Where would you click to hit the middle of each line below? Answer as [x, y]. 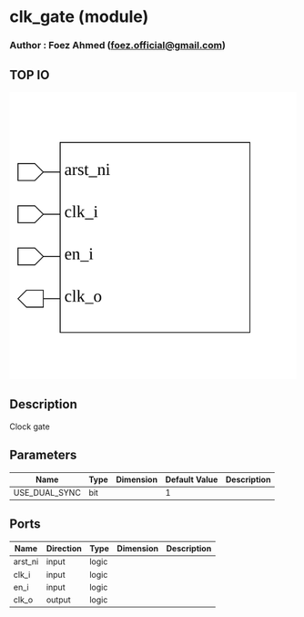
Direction [64, 549]
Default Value [192, 479]
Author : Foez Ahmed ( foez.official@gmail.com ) [117, 46]
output [58, 600]
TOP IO [30, 75]
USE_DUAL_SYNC [47, 493]
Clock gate [30, 427]
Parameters [43, 455]
